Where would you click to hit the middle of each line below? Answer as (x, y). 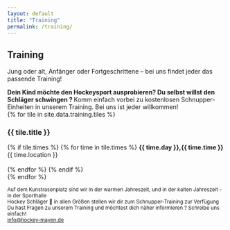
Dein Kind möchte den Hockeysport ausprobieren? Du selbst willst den (111, 92)
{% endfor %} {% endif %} (45, 170)
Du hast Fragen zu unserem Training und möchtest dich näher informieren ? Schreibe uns (114, 208)
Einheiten (20, 107)
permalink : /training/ (40, 26)
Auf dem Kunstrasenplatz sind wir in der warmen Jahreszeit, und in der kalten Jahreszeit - (115, 190)
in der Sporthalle (27, 196)
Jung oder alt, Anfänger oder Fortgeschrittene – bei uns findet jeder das (110, 72)
